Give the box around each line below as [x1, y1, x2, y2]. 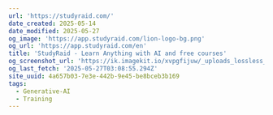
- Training [15, 95, 53, 103]
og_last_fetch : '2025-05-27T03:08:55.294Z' [8, 65, 158, 73]
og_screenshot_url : [8, 57, 75, 66]
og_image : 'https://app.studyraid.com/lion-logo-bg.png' [8, 34, 206, 43]
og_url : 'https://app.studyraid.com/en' [8, 42, 148, 50]
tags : [8, 79, 27, 87]
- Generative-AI [15, 87, 71, 96]
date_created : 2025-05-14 [8, 19, 96, 28]
